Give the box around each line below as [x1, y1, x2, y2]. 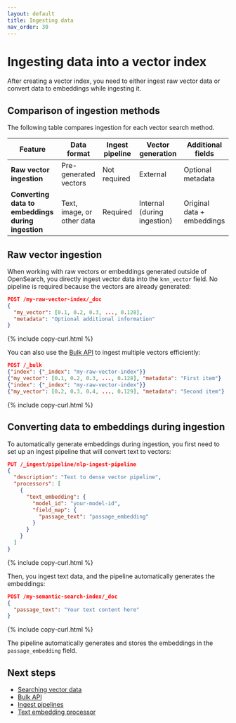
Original [183, 198, 209, 208]
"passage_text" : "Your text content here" [13, 606, 140, 613]
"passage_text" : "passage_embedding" [38, 513, 150, 520]
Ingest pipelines [17, 701, 64, 709]
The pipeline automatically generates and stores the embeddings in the [7, 639, 214, 647]
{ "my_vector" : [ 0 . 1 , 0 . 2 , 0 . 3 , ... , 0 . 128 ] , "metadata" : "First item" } [7, 375, 222, 382]
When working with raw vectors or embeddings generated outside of [7, 267, 207, 275]
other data [60, 216, 96, 226]
